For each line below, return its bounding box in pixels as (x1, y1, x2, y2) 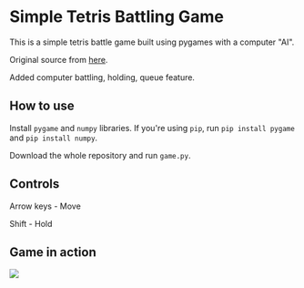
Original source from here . (9, 54, 108, 65)
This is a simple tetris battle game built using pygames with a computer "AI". (9, 36, 295, 47)
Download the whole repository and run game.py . (9, 149, 191, 160)
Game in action (9, 244, 97, 260)
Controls (9, 176, 60, 192)
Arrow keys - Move (9, 201, 82, 211)
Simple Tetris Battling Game (9, 6, 225, 27)
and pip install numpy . (9, 132, 98, 143)
